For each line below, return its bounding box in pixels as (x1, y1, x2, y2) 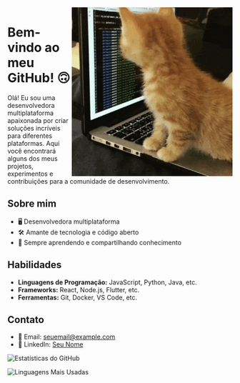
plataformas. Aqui (7, 139, 60, 147)
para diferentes (7, 131, 53, 140)
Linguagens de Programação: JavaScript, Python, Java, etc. (17, 278, 198, 287)
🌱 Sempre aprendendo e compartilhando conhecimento (17, 238, 182, 247)
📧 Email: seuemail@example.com (17, 332, 116, 342)
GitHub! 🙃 (7, 70, 71, 86)
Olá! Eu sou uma (7, 93, 56, 102)
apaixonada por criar (7, 116, 69, 124)
